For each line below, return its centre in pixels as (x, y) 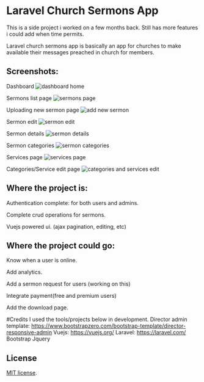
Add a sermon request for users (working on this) (68, 284)
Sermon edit (22, 121)
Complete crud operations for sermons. (56, 215)
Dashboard (20, 86)
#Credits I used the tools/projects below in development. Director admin (97, 319)
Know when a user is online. (42, 261)
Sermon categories (31, 145)
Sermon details (25, 133)
